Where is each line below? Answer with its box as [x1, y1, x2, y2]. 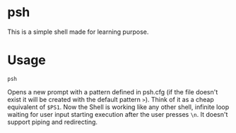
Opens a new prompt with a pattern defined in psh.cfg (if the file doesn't [7, 87, 218, 96]
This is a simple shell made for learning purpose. [7, 27, 149, 36]
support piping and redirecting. [7, 118, 98, 126]
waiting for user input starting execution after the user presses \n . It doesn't [7, 110, 228, 118]
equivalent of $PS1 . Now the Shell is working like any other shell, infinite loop [7, 103, 230, 111]
